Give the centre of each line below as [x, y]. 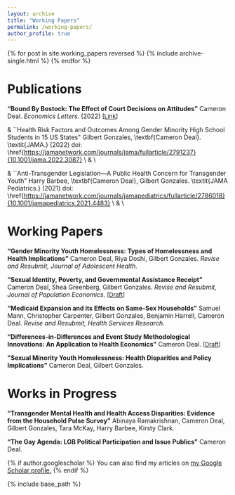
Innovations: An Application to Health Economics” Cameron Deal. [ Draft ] [114, 345]
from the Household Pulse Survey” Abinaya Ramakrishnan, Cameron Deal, [116, 421]
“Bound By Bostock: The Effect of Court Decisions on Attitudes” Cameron [117, 109]
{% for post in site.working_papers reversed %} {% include [93, 53]
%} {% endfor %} [66, 61]
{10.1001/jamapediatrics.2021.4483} [59, 203]
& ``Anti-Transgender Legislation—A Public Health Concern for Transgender [117, 174]
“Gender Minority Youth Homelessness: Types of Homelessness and [110, 251]
